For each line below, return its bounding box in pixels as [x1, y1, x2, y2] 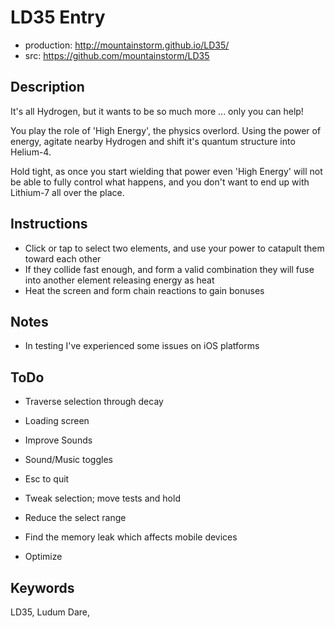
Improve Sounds [24, 434, 93, 446]
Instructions [10, 216, 88, 233]
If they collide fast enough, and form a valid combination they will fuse [24, 263, 315, 275]
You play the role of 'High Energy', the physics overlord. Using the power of [10, 124, 322, 136]
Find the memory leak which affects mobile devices [24, 531, 238, 543]
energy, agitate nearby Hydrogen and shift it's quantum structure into [10, 135, 296, 147]
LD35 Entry [10, 6, 106, 29]
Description [10, 79, 85, 96]
